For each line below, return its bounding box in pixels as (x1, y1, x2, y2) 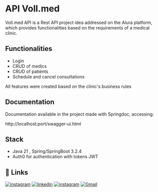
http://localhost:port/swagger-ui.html (5, 121, 81, 127)
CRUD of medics (12, 63, 47, 69)
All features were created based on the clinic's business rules (5, 83, 132, 89)
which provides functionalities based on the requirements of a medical (5, 24, 150, 30)
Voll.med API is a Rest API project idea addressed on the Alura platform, (5, 19, 153, 25)
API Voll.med (5, 3, 60, 14)
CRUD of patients (12, 68, 48, 74)
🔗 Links (5, 168, 28, 177)
